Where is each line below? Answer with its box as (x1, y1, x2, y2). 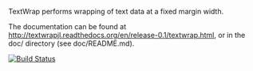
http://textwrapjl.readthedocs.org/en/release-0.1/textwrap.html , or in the (8, 31, 246, 39)
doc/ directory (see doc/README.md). (8, 39, 135, 48)
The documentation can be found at (8, 22, 126, 31)
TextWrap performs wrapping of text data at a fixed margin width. (8, 7, 224, 16)
